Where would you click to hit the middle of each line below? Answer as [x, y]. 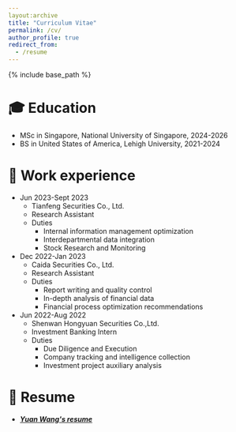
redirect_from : [33, 45]
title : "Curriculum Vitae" [52, 23]
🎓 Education [52, 108]
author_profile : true [44, 38]
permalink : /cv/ [35, 30]
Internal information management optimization [118, 231]
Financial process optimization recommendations [123, 306]
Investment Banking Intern [74, 332]
